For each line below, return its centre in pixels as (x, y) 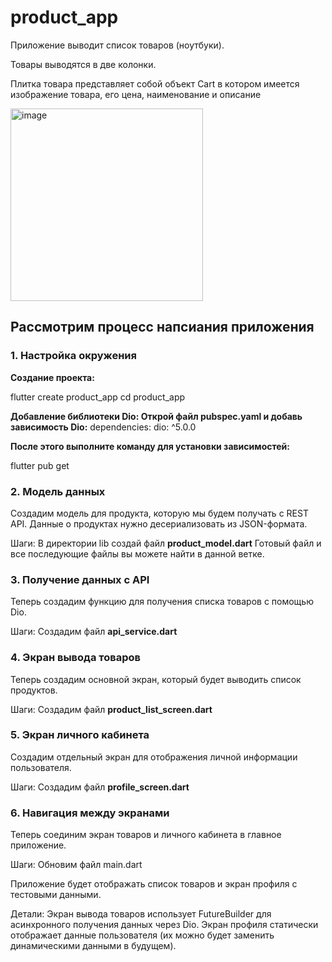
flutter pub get (40, 465)
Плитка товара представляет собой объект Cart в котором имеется (155, 83)
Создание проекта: (52, 377)
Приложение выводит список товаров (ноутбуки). (117, 45)
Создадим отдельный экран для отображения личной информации (154, 757)
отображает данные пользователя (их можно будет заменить (142, 935)
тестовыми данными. (56, 895)
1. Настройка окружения (73, 356)
